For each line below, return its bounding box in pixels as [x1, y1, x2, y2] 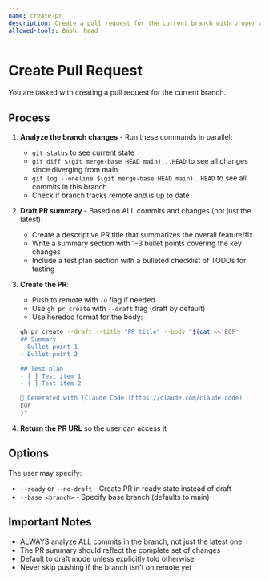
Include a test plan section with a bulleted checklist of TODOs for [31, 256, 247, 266]
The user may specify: [8, 468, 82, 477]
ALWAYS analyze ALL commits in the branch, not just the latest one [19, 537, 243, 546]
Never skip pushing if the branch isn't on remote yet [19, 562, 192, 572]
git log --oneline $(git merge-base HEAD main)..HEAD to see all [31, 173, 247, 183]
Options [8, 447, 50, 460]
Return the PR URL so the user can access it [19, 423, 167, 433]
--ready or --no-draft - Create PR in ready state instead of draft [19, 483, 232, 493]
